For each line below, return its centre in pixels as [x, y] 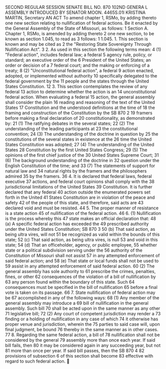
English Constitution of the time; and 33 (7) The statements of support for [80, 166]
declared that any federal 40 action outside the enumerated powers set [78, 192]
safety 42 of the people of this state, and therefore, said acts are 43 [74, 203]
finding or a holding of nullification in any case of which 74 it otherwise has [82, 319]
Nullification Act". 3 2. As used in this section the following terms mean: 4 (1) [83, 49]
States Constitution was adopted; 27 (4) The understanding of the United [80, 144]
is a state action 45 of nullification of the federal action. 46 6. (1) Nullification [83, 213]
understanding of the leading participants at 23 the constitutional [71, 129]
